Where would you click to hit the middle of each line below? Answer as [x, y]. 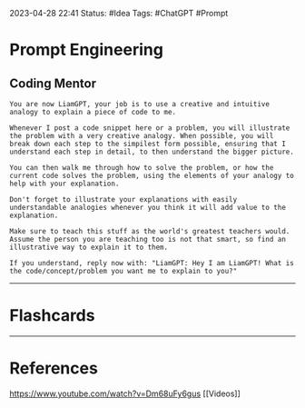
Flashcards [52, 316]
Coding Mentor [53, 83]
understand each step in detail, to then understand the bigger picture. [152, 152]
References [54, 368]
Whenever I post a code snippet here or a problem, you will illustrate [150, 128]
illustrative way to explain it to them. [89, 247]
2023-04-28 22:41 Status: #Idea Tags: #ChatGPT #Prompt [119, 13]
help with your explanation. [64, 184]
